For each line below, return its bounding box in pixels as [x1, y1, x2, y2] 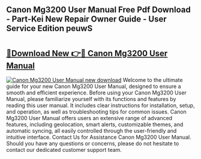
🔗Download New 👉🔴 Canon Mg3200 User [6, 48, 168, 59]
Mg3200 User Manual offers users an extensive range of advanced [6, 115, 173, 121]
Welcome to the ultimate [122, 77, 183, 83]
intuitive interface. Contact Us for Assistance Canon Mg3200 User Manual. [6, 134, 191, 140]
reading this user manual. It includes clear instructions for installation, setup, [6, 102, 195, 109]
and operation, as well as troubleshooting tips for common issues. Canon [6, 108, 187, 115]
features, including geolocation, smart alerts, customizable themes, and [6, 121, 184, 128]
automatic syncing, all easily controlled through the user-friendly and [6, 127, 177, 134]
